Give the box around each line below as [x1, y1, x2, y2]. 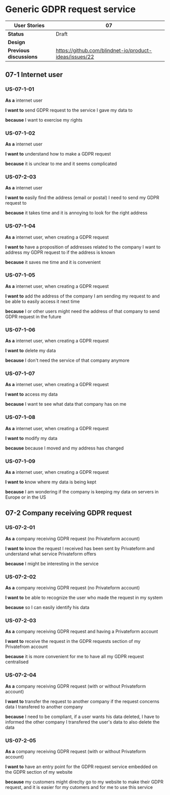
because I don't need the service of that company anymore [5, 357, 130, 363]
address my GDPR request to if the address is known [5, 249, 115, 255]
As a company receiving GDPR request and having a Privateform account [5, 628, 158, 634]
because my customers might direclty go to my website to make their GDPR [5, 779, 163, 785]
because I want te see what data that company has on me [5, 401, 126, 407]
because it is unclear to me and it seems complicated [5, 161, 117, 167]
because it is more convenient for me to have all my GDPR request [5, 654, 144, 660]
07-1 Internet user [5, 70, 63, 79]
